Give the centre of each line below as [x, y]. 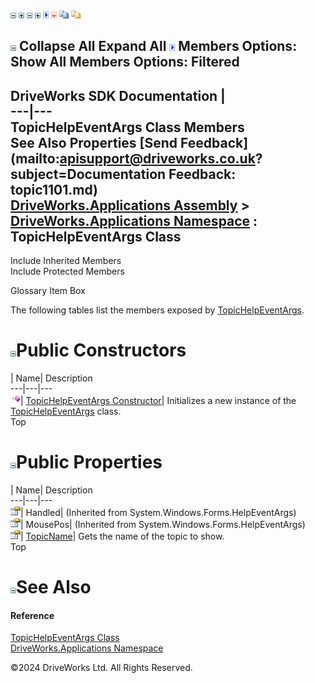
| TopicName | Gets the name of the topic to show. [122, 536]
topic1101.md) [54, 189]
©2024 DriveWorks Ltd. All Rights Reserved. [101, 668]
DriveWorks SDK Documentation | [118, 95]
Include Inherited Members [66, 261]
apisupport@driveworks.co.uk [157, 158]
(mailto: [35, 158]
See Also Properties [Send [94, 142]
